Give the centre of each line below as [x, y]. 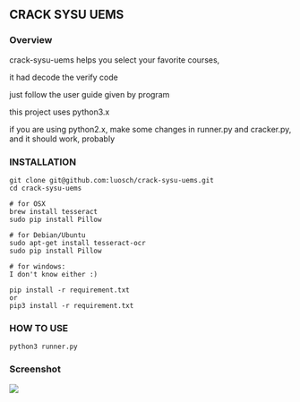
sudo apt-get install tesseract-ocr [77, 243]
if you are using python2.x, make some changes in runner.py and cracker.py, [150, 129]
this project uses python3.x [60, 112]
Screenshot [35, 369]
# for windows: [38, 266]
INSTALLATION [43, 162]
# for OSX [28, 204]
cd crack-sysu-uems [46, 188]
